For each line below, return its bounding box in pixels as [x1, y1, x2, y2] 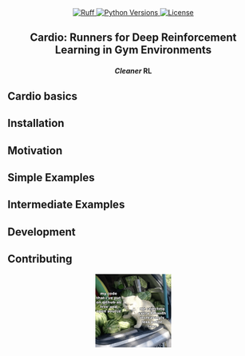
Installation [7, 117, 65, 130]
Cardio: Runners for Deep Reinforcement [30, 31, 237, 45]
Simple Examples [7, 171, 95, 184]
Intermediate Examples [7, 198, 125, 212]
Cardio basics [7, 89, 77, 103]
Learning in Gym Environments [54, 43, 212, 57]
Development [7, 225, 77, 239]
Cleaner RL [114, 66, 152, 76]
